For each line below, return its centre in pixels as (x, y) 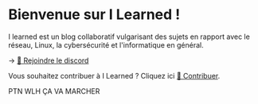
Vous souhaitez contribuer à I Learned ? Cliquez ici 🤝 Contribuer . (114, 75)
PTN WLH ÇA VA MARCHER (54, 91)
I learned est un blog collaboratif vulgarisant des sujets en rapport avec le (129, 37)
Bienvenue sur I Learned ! (94, 15)
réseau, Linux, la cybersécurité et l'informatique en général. (106, 44)
